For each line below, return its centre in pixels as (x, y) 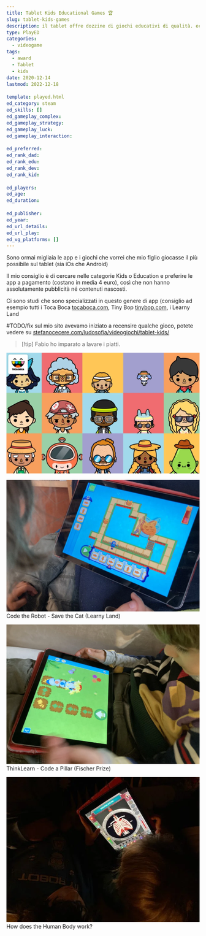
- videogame (27, 45)
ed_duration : (23, 201)
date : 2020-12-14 (29, 78)
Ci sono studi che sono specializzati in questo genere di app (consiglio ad (99, 301)
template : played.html (35, 97)
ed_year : (17, 220)
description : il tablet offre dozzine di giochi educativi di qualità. (100, 26)
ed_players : (21, 188)
